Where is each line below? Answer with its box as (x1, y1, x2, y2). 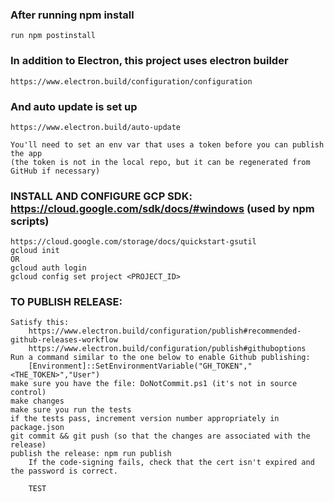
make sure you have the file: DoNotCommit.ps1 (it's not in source (10, 379, 298, 389)
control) (10, 388, 47, 398)
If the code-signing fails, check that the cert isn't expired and (28, 458, 315, 468)
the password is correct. (10, 466, 118, 477)
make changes (10, 396, 65, 407)
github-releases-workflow (10, 335, 118, 345)
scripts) (10, 214, 50, 228)
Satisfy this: (10, 318, 70, 328)
